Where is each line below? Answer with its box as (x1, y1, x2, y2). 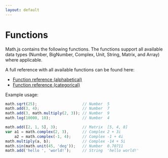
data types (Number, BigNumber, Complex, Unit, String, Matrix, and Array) (5, 51, 160, 57)
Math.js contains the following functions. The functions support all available (5, 46, 163, 52)
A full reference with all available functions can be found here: (5, 66, 135, 72)
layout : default (5, 7, 39, 13)
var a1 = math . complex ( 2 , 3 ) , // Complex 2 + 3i (5, 129, 121, 134)
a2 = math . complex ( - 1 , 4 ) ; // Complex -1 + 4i (14, 134, 123, 139)
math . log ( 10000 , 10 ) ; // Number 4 (5, 115, 110, 121)
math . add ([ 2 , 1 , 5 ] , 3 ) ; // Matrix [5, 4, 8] (5, 125, 128, 130)
